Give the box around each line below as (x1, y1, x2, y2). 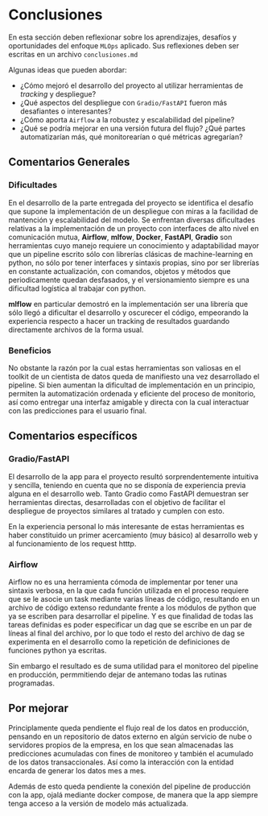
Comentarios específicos (8, 429, 138, 443)
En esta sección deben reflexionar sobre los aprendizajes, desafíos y (8, 32, 237, 42)
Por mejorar (8, 702, 69, 715)
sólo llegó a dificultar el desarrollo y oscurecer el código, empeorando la (8, 308, 249, 317)
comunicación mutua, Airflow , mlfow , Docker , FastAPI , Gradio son (8, 232, 233, 242)
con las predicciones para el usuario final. (8, 405, 147, 416)
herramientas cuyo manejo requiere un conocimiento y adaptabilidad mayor (8, 240, 260, 251)
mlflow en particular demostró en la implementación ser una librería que (8, 299, 248, 309)
